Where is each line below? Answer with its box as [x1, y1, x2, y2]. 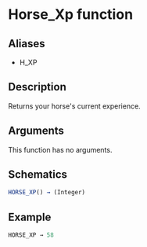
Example [8, 210, 52, 223]
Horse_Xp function [8, 6, 134, 24]
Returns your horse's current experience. [8, 101, 141, 111]
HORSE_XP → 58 [8, 231, 55, 239]
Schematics [8, 168, 68, 182]
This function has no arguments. [8, 145, 113, 154]
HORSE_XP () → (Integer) [8, 189, 86, 197]
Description [8, 80, 66, 94]
